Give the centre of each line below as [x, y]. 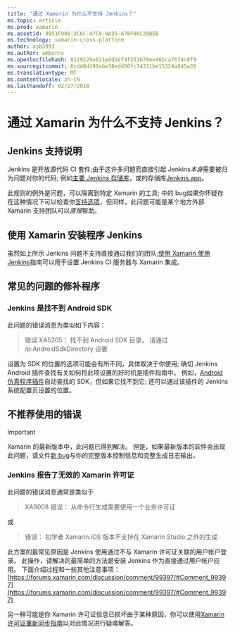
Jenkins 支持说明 [45, 151]
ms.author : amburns [36, 54]
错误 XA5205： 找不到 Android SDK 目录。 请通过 [96, 340]
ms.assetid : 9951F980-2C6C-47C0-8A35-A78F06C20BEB [83, 33]
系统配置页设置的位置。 [41, 390]
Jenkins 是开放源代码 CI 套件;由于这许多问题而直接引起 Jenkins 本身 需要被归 [118, 169]
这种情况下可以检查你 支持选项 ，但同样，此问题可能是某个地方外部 [109, 202]
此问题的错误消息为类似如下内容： [57, 325]
